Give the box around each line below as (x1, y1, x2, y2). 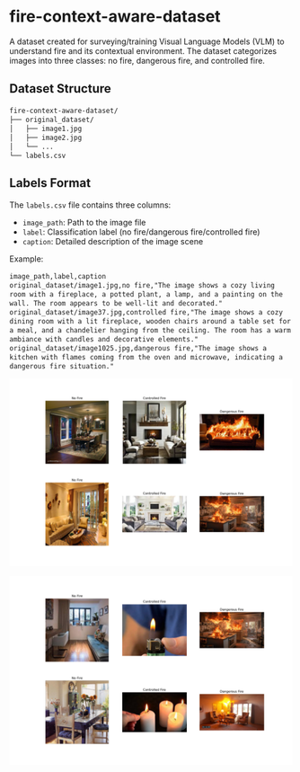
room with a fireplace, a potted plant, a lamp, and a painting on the (9, 289, 283, 298)
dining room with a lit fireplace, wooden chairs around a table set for (9, 316, 292, 325)
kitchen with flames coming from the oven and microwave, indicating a (9, 352, 283, 361)
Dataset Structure (9, 81, 112, 96)
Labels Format (9, 175, 92, 191)
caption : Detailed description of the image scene (22, 235, 204, 246)
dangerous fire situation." (9, 361, 115, 370)
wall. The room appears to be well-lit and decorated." (9, 298, 223, 307)
